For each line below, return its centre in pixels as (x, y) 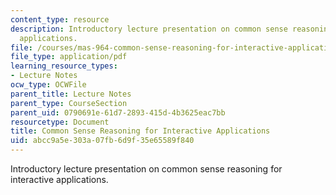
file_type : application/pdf (69, 57)
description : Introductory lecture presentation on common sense (149, 29)
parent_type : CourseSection (69, 103)
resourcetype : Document (60, 122)
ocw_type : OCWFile (48, 85)
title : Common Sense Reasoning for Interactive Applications (140, 131)
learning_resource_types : (64, 66)
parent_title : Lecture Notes (71, 94)
